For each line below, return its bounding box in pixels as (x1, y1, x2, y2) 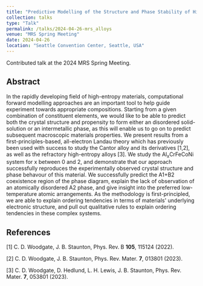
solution (6, 125, 27, 132)
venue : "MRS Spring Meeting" (6, 31, 80, 37)
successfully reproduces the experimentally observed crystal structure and (6, 164, 194, 172)
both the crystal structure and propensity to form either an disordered (6, 119, 180, 126)
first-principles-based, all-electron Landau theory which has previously (6, 137, 184, 145)
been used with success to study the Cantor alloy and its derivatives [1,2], (6, 144, 190, 151)
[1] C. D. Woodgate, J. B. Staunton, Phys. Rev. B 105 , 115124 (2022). (6, 243, 174, 251)
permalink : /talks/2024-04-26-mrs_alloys (6, 25, 112, 32)
